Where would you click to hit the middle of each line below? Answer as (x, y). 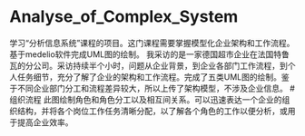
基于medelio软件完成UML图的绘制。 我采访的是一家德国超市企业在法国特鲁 (150, 54)
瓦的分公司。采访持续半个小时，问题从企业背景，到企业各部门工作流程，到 (148, 65)
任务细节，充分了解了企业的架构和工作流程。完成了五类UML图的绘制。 (149, 77)
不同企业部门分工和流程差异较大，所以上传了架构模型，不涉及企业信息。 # (156, 88)
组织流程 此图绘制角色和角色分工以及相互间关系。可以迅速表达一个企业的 (146, 99)
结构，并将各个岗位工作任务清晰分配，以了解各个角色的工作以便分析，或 (152, 111)
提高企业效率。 (45, 122)
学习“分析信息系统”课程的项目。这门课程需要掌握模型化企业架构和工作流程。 (152, 43)
